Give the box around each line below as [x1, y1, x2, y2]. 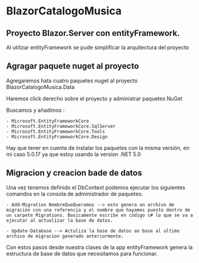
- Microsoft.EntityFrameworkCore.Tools [6, 129, 105, 134]
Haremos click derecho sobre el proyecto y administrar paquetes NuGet [6, 94, 183, 102]
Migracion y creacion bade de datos [6, 168, 142, 178]
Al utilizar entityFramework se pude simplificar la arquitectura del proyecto [6, 44, 189, 51]
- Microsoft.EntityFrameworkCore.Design [6, 133, 108, 140]
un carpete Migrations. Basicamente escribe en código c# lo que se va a [6, 212, 194, 218]
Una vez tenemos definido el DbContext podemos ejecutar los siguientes [6, 184, 186, 191]
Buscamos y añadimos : [6, 106, 65, 114]
